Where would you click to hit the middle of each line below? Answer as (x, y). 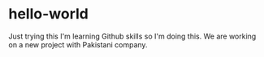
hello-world (49, 14)
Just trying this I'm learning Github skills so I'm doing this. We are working (132, 36)
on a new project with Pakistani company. (78, 44)
